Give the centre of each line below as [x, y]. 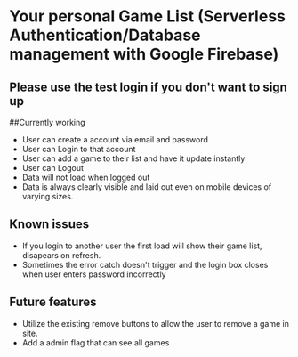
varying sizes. [48, 196]
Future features [53, 302]
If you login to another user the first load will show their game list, [142, 246]
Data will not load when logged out [86, 177]
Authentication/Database [105, 35]
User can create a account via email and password [115, 139]
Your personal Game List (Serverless [148, 16]
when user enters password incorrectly [94, 274]
